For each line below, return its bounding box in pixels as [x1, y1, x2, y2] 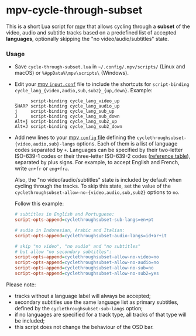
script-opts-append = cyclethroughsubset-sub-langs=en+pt [14, 217, 154, 223]
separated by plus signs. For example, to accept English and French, [14, 159, 180, 166]
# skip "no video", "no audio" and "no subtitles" [14, 243, 141, 249]
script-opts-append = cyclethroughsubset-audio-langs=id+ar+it [14, 233, 167, 238]
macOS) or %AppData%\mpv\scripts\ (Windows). [14, 70, 129, 77]
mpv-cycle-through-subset [6, 4, 143, 17]
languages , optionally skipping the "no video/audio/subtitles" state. [6, 35, 170, 42]
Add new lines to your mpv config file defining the [14, 134, 136, 141]
